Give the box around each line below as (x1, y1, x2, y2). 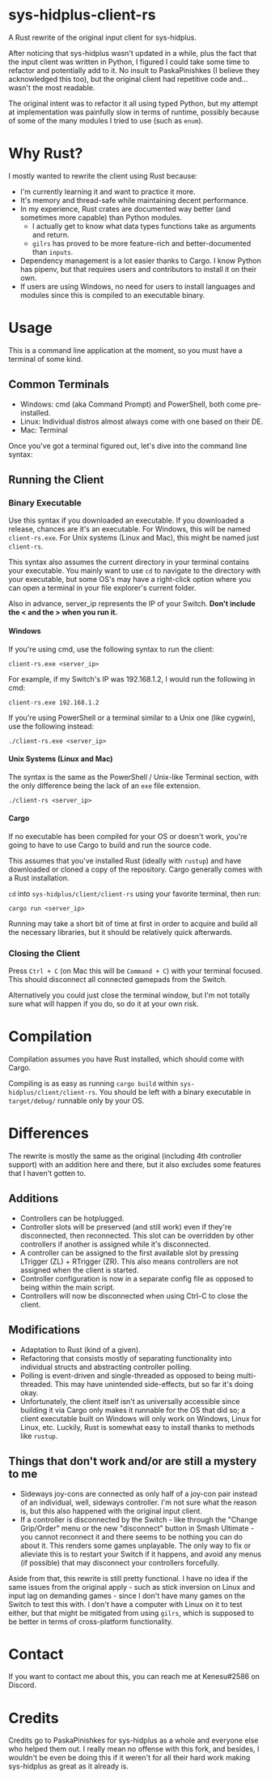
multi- (236, 1370, 256, 1381)
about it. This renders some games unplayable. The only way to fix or (19, 1540, 252, 1550)
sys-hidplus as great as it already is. (8, 1761, 129, 1771)
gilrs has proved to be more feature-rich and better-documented (32, 238, 252, 248)
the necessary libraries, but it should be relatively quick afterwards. (8, 927, 233, 937)
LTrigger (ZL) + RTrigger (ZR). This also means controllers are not (19, 1256, 239, 1266)
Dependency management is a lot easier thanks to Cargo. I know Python (19, 256, 261, 265)
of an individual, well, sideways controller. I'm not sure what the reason (19, 1497, 257, 1507)
